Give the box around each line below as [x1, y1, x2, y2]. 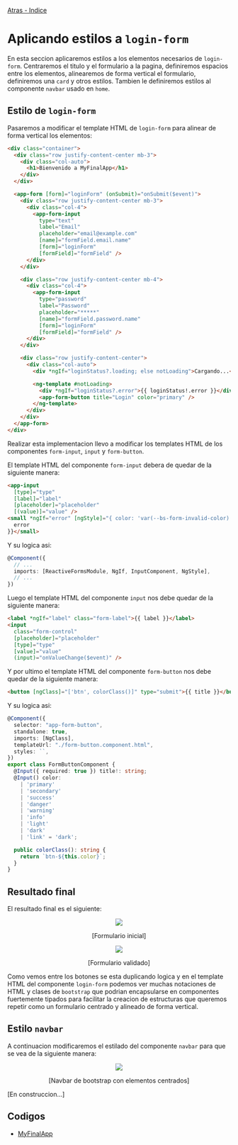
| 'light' [20, 820, 50, 828]
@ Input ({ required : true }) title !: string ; [13, 768, 147, 775]
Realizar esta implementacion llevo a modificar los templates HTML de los [7, 439, 223, 448]
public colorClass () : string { [13, 846, 106, 853]
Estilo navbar [7, 1023, 64, 1035]
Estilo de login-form [7, 105, 96, 117]
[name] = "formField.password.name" [38, 315, 141, 322]
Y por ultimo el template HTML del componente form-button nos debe [7, 667, 211, 676]
